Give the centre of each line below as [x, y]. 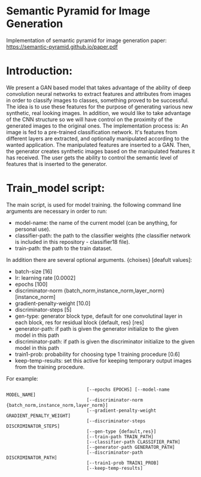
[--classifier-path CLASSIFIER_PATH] [133, 442]
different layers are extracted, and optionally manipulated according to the [98, 138]
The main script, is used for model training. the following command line [94, 204]
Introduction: [39, 71]
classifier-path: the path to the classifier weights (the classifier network [103, 236]
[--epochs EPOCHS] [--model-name [128, 390]
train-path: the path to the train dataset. [63, 248]
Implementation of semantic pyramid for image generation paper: [86, 40]
